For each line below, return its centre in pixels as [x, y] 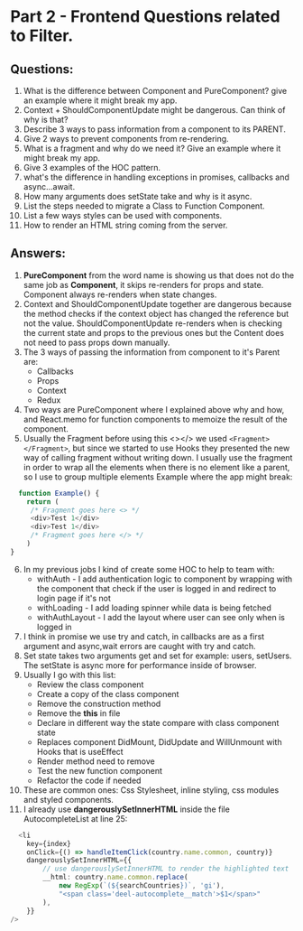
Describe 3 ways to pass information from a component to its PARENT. [155, 129]
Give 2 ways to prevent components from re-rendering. [126, 139]
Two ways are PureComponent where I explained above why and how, [154, 409]
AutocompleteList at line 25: [75, 818]
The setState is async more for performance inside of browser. [140, 665]
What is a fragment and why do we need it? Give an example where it [152, 148]
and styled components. [68, 799]
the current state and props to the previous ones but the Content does [154, 332]
